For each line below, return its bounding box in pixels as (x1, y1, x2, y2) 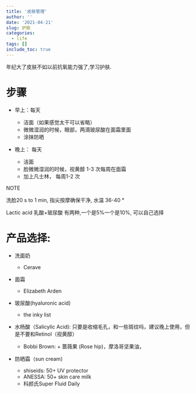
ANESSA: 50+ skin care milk (23, 373, 92, 380)
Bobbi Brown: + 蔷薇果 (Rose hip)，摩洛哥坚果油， (23, 343, 145, 350)
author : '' (6, 14, 33, 20)
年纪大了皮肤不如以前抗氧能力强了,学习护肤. (6, 63, 112, 70)
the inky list (23, 311, 51, 318)
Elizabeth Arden (23, 287, 62, 294)
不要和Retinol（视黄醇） (19, 331, 78, 338)
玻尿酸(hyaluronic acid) (14, 299, 71, 307)
